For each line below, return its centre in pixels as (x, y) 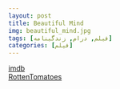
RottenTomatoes (35, 77)
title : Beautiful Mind (46, 23)
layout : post (30, 16)
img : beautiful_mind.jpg (50, 30)
